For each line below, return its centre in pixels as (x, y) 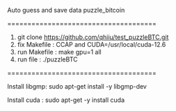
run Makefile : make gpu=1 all (59, 52)
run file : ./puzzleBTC (47, 59)
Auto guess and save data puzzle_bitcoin (66, 10)
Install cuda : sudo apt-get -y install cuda (66, 100)
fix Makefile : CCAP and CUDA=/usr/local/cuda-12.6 (91, 44)
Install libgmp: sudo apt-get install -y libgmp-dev (77, 86)
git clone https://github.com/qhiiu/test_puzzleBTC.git (93, 37)
